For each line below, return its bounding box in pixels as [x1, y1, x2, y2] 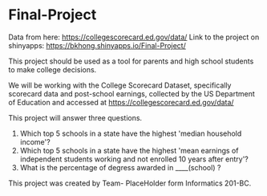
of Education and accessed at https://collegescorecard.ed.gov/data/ [8, 97, 234, 107]
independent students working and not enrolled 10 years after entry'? [19, 154, 249, 164]
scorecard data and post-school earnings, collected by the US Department [8, 88, 255, 98]
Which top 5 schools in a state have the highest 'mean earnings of [19, 145, 239, 155]
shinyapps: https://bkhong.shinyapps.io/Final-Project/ [8, 40, 186, 50]
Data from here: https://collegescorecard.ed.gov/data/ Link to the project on [8, 32, 260, 42]
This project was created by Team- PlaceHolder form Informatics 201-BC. [8, 178, 252, 188]
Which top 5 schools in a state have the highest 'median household [19, 129, 242, 138]
